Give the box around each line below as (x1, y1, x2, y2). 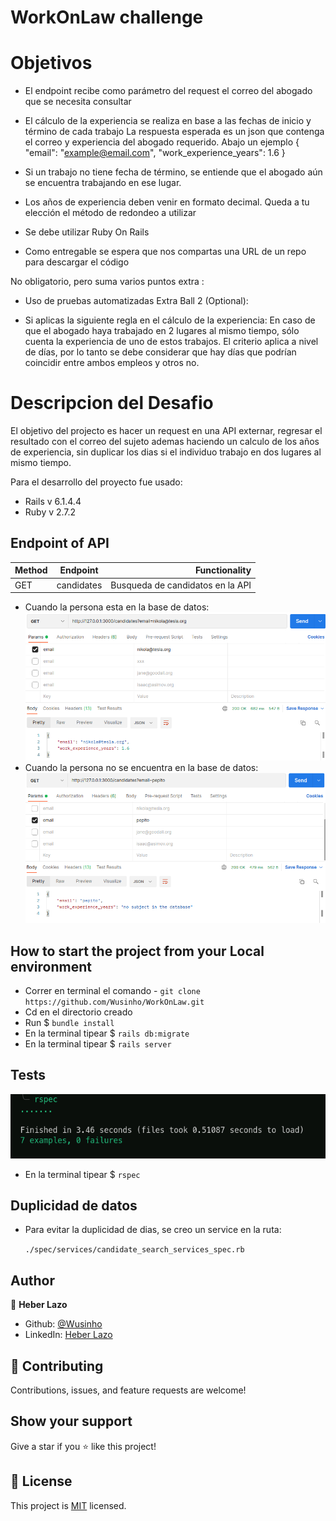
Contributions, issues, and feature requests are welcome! (10, 1384, 247, 1396)
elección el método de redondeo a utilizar (24, 207, 197, 219)
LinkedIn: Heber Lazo (24, 1329, 113, 1341)
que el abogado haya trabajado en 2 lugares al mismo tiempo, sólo (24, 325, 300, 337)
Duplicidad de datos (10, 1197, 138, 1214)
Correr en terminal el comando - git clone (24, 984, 201, 996)
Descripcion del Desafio (10, 392, 214, 415)
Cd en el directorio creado (24, 1006, 133, 1018)
